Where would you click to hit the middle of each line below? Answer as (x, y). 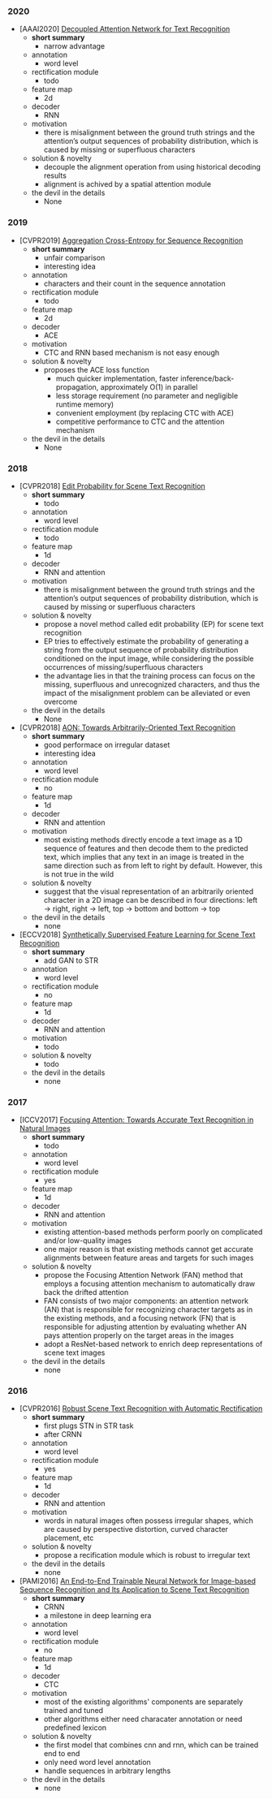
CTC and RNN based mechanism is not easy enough (132, 352)
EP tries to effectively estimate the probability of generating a (146, 641)
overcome (60, 701)
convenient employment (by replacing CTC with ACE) (145, 412)
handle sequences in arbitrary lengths (107, 1771)
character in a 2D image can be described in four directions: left (150, 899)
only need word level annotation (97, 1762)
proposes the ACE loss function (96, 369)
